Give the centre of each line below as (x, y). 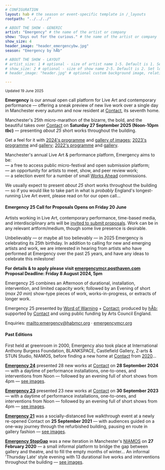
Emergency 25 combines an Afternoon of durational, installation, (70, 283)
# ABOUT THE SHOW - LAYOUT (33, 60)
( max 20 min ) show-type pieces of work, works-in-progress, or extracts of (81, 294)
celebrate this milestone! (30, 259)
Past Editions (19, 334)
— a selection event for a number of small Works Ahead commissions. (76, 176)
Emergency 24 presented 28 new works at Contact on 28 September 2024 (82, 365)
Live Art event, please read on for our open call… (71, 196)
